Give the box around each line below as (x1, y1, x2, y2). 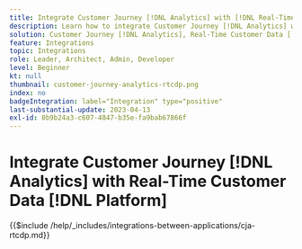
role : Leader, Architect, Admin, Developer (9, 55, 175, 64)
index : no (9, 88, 47, 97)
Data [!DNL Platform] (9, 191, 168, 211)
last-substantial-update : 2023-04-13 (9, 105, 151, 114)
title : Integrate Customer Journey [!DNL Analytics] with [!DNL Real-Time (9, 13, 296, 22)
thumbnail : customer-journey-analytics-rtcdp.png (9, 80, 200, 89)
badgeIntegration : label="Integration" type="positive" (9, 96, 223, 106)
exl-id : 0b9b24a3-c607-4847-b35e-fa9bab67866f (9, 113, 187, 122)
